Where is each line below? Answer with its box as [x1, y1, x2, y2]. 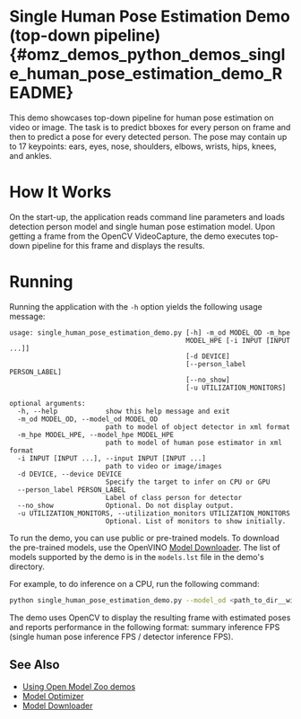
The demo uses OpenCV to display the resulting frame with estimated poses [9, 612, 291, 623]
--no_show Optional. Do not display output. [17, 501, 235, 510]
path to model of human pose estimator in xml [105, 438, 282, 447]
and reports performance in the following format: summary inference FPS [9, 621, 280, 632]
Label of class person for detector [105, 493, 243, 502]
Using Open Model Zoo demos [21, 680, 136, 692]
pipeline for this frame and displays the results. [31, 240, 205, 250]
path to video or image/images [105, 461, 222, 470]
